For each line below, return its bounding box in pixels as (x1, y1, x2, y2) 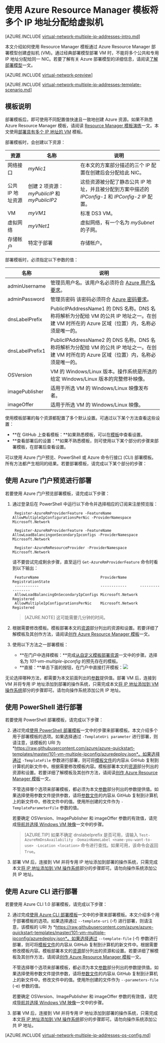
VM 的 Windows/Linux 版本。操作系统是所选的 (50, 368, 157, 375)
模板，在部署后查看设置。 (16, 444, 69, 449)
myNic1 (27, 165, 46, 172)
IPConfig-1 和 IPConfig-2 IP (80, 193, 146, 200)
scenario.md (5, 87, 30, 93)
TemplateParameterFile (12, 806, 59, 811)
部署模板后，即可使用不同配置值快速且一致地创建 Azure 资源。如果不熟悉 (5, 116, 153, 122)
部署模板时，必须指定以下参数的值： (5, 257, 79, 262)
